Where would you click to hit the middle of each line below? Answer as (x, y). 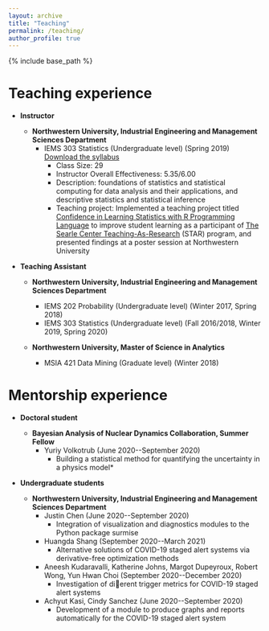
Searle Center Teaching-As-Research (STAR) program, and (153, 234)
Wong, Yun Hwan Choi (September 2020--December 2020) (143, 576)
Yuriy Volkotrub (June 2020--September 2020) (122, 450)
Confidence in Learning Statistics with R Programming (145, 217)
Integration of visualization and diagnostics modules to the (153, 524)
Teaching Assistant (53, 267)
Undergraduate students (62, 483)
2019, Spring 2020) (76, 332)
